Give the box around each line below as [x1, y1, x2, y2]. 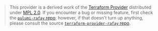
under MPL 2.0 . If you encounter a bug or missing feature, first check [9, 9, 153, 15]
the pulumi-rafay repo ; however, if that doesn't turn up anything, [9, 15, 144, 20]
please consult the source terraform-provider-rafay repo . [9, 20, 131, 26]
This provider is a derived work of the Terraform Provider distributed [9, 4, 151, 10]
